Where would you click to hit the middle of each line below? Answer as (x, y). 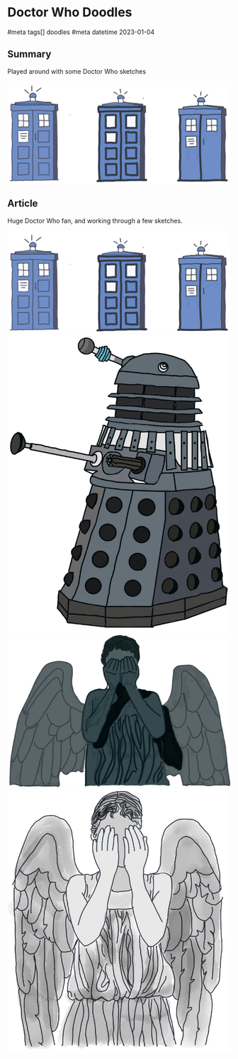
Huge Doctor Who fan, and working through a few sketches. (95, 220)
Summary (29, 54)
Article (23, 204)
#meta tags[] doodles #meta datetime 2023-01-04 (81, 32)
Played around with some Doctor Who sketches (77, 71)
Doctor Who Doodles (70, 12)
